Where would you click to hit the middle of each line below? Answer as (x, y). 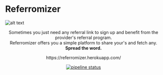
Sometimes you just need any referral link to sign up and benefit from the (83, 32)
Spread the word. (83, 48)
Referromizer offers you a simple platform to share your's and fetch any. (83, 42)
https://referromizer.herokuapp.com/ (83, 57)
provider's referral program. (83, 37)
